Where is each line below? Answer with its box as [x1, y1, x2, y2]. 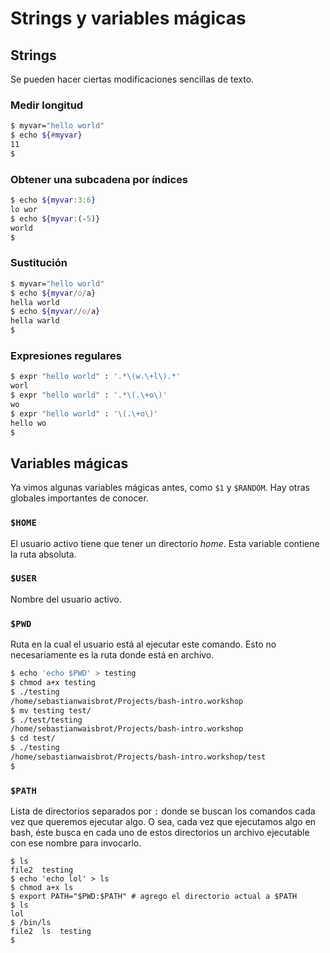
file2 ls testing [10, 927, 92, 937]
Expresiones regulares [10, 348, 122, 362]
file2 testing [10, 865, 74, 876]
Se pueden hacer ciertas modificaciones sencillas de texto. [10, 73, 255, 85]
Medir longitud [10, 98, 84, 112]
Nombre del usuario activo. [10, 593, 122, 605]
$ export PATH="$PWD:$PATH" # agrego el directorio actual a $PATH [10, 892, 298, 902]
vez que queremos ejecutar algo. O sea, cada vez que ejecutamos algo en [10, 816, 317, 828]
